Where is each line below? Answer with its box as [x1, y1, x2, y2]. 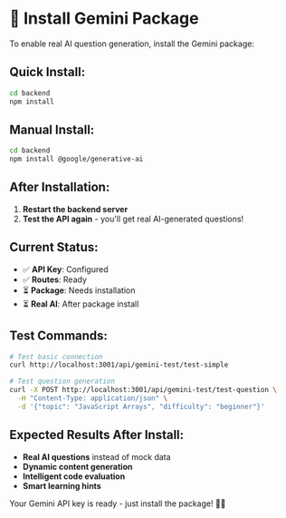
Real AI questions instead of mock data [22, 451, 171, 462]
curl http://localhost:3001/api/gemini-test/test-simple [9, 360, 229, 370]
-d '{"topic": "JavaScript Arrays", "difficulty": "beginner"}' [17, 402, 265, 411]
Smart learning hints [22, 480, 101, 491]
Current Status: [9, 239, 99, 255]
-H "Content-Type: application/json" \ [17, 394, 168, 403]
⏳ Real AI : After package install [22, 298, 139, 309]
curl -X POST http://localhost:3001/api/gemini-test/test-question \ [9, 386, 278, 395]
